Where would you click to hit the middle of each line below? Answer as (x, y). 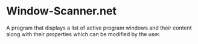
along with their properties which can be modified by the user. (84, 34)
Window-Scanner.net (61, 11)
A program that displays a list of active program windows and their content (99, 28)
